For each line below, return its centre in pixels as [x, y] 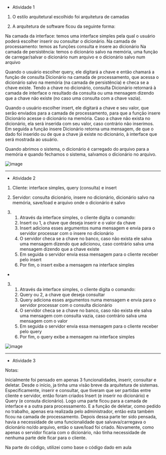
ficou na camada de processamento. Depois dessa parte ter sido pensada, [81, 417]
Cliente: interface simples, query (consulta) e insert [64, 188]
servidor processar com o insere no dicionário [67, 233]
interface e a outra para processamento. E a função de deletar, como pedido [83, 406]
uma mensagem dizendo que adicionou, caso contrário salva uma [87, 244]
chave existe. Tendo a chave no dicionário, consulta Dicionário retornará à [81, 88]
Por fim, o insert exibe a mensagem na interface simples [77, 265]
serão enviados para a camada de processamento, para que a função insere [83, 113]
